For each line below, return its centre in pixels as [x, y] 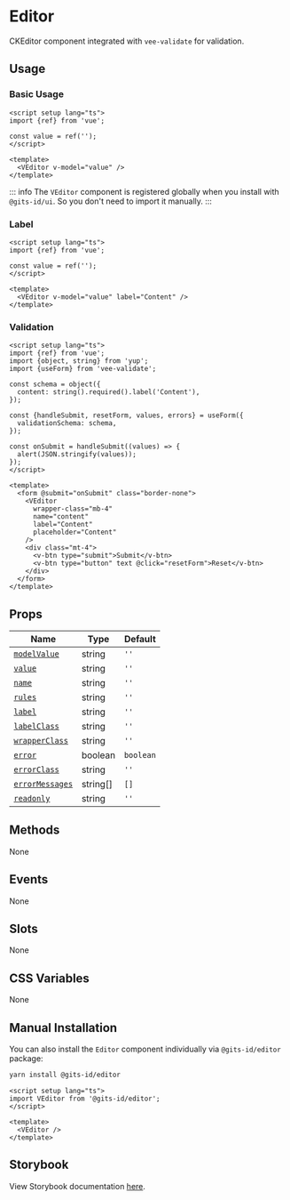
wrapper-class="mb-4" [73, 509]
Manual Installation [63, 1028]
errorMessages [43, 784]
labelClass [36, 726]
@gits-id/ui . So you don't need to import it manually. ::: [111, 201]
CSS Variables [50, 978]
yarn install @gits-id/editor [65, 1075]
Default [140, 640]
